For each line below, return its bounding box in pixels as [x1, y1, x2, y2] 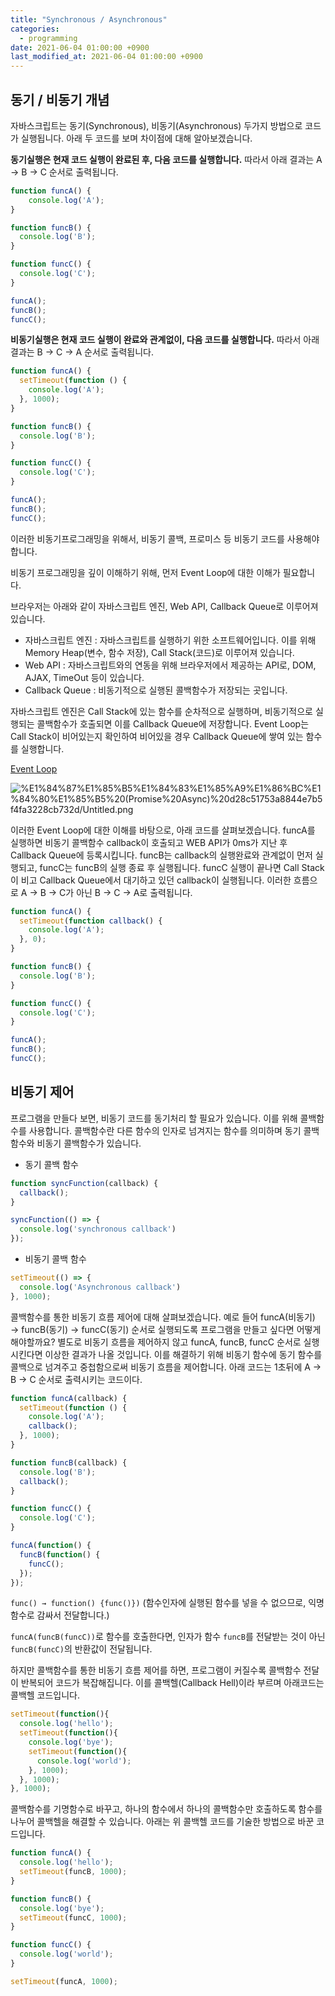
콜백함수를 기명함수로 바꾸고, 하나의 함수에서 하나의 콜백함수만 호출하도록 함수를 [10, 1803, 323, 1815]
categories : [10, 24, 60, 34]
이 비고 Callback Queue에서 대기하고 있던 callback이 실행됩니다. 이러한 [10, 874, 292, 886]
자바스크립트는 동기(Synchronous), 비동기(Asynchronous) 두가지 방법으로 [10, 119, 303, 131]
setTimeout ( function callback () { [19, 916, 163, 926]
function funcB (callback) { [10, 1457, 128, 1468]
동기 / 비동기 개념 [10, 91, 110, 108]
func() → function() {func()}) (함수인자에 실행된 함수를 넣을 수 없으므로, [10, 1597, 307, 1609]
